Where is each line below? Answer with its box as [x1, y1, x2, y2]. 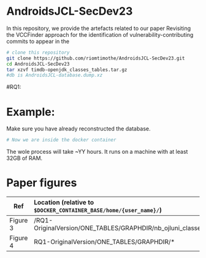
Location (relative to [33, 198, 94, 207]
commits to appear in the [6, 37, 69, 45]
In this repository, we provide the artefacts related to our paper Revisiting [6, 25, 191, 32]
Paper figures [6, 176, 77, 190]
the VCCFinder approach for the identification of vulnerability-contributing [6, 31, 194, 38]
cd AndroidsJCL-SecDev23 [6, 61, 70, 67]
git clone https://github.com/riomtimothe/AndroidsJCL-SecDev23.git [6, 55, 185, 61]
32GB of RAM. [6, 154, 43, 162]
